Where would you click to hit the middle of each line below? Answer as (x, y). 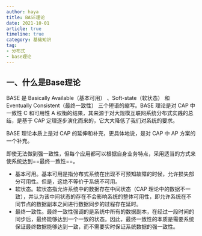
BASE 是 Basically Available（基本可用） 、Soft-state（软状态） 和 (88, 98)
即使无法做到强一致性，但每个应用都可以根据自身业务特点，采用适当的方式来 (101, 154)
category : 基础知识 (29, 40)
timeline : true (25, 34)
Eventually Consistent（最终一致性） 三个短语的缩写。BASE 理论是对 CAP (97, 105)
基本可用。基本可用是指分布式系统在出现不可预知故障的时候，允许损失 (102, 174)
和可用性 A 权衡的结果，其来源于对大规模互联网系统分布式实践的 (109, 113)
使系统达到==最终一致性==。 (42, 161)
